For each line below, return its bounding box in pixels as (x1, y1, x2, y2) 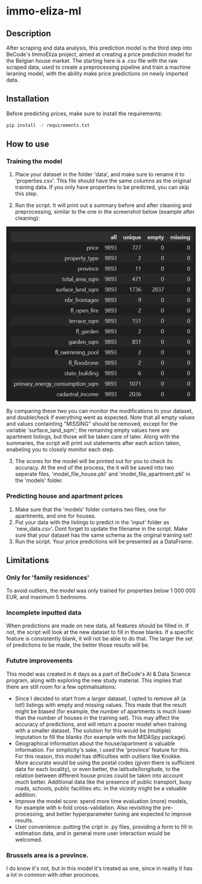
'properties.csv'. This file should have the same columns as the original (14, 177, 191, 185)
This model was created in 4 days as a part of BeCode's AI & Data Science (6, 670, 191, 677)
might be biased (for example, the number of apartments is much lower (14, 708, 192, 715)
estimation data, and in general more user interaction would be (14, 829, 171, 837)
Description (6, 28, 51, 39)
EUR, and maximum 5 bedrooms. (6, 594, 88, 601)
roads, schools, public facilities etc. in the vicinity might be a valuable (14, 784, 187, 792)
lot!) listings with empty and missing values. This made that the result (14, 701, 187, 708)
